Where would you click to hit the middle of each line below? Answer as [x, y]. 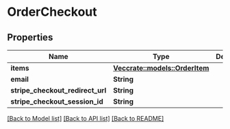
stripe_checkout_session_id [57, 102]
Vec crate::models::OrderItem [161, 68]
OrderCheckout [52, 12]
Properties [30, 37]
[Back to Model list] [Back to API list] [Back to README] [86, 118]
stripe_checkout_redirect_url [59, 90]
